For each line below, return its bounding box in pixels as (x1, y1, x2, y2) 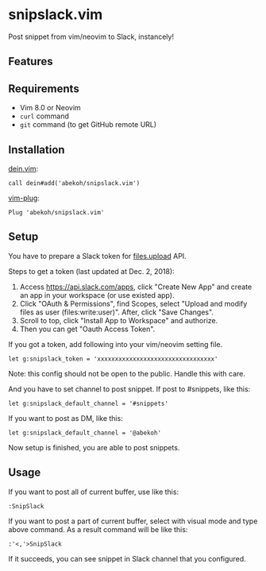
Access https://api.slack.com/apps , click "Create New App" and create (19, 282, 253, 291)
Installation (8, 143, 65, 156)
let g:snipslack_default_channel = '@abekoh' (8, 429, 161, 437)
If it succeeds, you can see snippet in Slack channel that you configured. (8, 554, 246, 563)
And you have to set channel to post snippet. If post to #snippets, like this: (8, 384, 251, 394)
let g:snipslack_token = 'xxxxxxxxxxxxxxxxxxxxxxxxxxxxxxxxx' (8, 355, 218, 363)
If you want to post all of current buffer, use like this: (8, 487, 179, 496)
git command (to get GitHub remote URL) (19, 120, 157, 129)
